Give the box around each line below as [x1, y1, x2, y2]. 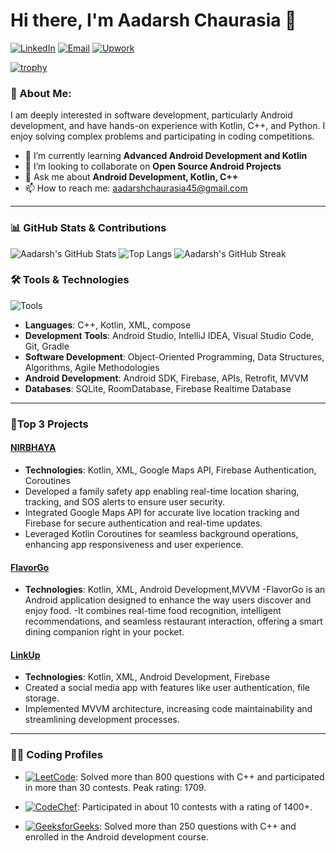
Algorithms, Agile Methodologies [24, 361, 160, 373]
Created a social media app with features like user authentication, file [24, 682, 311, 694]
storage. [24, 692, 60, 704]
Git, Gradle [24, 340, 70, 352]
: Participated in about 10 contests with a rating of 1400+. [77, 800, 313, 813]
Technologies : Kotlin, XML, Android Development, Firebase [24, 671, 270, 683]
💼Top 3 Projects [10, 417, 89, 431]
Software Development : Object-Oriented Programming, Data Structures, [24, 350, 325, 363]
